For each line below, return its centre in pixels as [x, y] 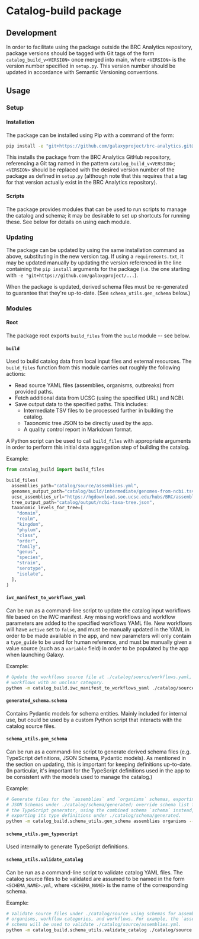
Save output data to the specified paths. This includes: [81, 404]
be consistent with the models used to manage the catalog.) [79, 777]
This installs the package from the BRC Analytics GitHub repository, [89, 157]
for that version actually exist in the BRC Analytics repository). [82, 183]
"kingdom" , [30, 525]
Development [32, 33]
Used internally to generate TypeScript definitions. [68, 847]
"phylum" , [29, 530]
